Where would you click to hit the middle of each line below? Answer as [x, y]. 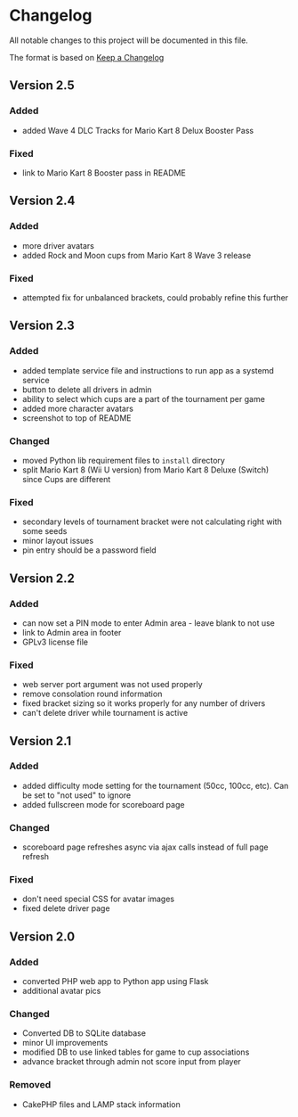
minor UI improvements [65, 1043]
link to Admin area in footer [72, 632]
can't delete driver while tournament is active [105, 713]
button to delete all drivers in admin [87, 390]
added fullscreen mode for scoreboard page [103, 804]
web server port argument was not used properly [112, 685]
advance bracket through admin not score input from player [132, 1062]
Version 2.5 [42, 86]
